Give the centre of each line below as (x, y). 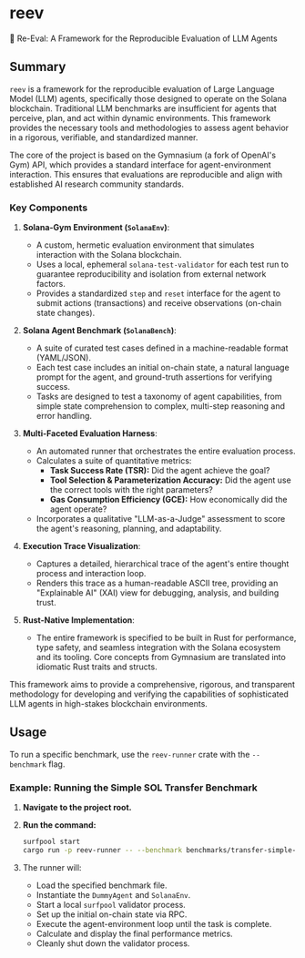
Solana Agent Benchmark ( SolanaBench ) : (99, 331)
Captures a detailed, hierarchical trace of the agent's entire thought (163, 564)
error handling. (64, 416)
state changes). (66, 313)
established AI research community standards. (97, 184)
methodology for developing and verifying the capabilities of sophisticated (149, 694)
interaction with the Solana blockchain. (109, 255)
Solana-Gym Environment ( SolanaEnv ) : (96, 228)
